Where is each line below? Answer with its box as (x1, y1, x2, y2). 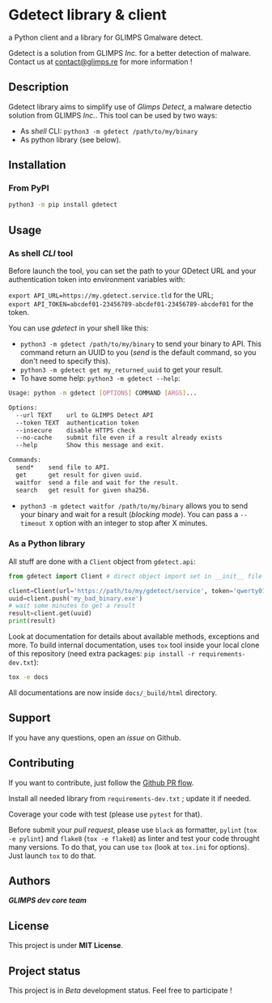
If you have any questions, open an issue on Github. (8, 732, 181, 742)
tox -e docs (8, 673, 49, 681)
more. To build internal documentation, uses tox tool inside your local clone (8, 640, 260, 650)
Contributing (8, 756, 74, 770)
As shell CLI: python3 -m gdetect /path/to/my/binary (19, 126, 198, 135)
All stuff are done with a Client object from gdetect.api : (8, 557, 196, 566)
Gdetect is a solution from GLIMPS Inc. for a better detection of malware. (8, 48, 252, 58)
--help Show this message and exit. (15, 442, 164, 450)
